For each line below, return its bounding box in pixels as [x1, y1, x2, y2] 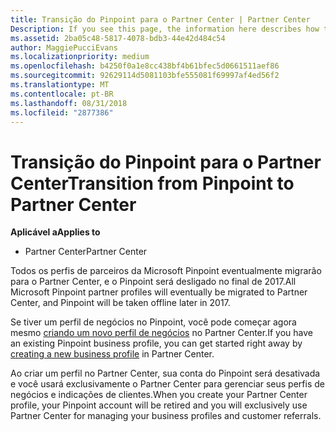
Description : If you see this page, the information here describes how [10, 24, 320, 34]
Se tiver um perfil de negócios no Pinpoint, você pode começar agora [10, 316, 297, 328]
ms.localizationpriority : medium [10, 52, 150, 62]
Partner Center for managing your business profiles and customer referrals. [10, 410, 322, 422]
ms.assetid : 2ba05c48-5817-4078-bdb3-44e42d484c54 [10, 33, 226, 43]
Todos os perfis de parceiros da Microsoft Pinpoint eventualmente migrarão [10, 265, 322, 277]
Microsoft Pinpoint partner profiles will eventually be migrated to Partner [10, 286, 308, 298]
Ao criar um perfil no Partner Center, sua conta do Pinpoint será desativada [10, 367, 321, 380]
